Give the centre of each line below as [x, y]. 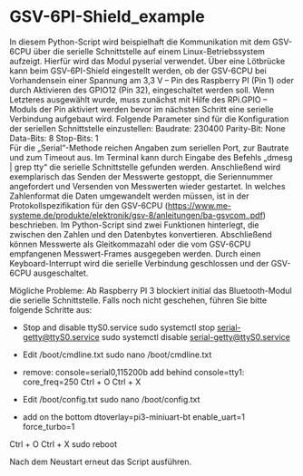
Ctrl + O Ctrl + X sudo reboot [64, 444]
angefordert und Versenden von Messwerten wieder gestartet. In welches [147, 186]
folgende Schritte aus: [51, 309]
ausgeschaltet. [61, 273]
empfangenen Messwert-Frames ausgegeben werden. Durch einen [135, 253]
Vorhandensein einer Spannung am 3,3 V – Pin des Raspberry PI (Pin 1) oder [152, 80]
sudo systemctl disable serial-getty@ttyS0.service [195, 336]
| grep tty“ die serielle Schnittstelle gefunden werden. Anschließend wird [145, 167]
